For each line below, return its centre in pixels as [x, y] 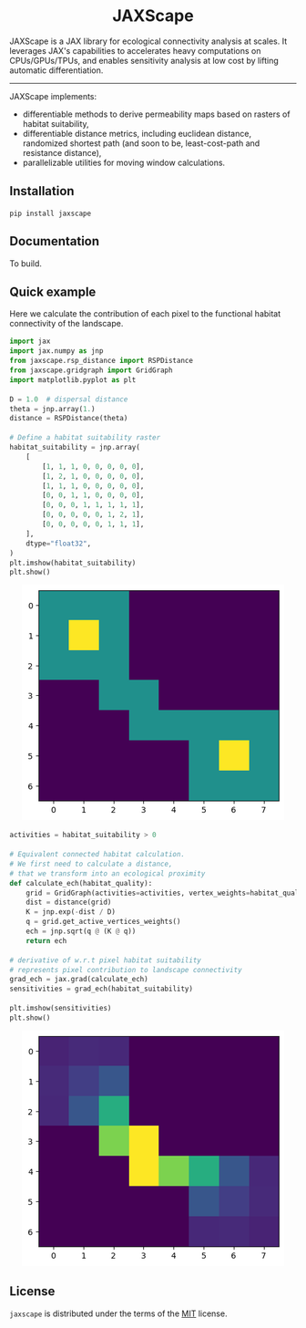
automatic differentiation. [56, 70]
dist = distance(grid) [69, 903]
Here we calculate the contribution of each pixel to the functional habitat [145, 314]
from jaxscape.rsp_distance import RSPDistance [102, 361]
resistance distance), [62, 152]
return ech [46, 940]
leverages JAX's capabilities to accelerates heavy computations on [135, 50]
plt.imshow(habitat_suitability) [73, 563]
